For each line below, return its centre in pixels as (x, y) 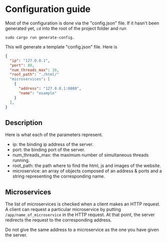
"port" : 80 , (22, 65)
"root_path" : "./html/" (34, 74)
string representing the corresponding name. (58, 176)
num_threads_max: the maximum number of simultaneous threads (80, 155)
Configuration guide (48, 9)
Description (24, 123)
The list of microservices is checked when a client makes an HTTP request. (83, 204)
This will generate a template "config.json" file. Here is (61, 46)
